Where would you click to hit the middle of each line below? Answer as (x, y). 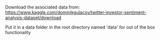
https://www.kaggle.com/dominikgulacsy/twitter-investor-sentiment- (76, 12)
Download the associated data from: (42, 7)
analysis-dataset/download (33, 18)
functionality (18, 32)
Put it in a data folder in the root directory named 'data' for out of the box (80, 27)
